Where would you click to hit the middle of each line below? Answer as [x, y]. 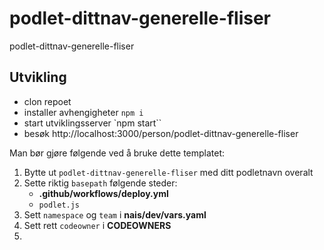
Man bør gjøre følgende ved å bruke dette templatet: [117, 153]
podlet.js [59, 205]
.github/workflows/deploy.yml [103, 193]
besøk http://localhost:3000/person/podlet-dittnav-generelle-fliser [161, 133]
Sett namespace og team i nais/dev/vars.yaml [115, 214]
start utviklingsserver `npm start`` [92, 123]
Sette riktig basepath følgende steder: [100, 183]
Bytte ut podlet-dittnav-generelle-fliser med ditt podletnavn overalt [168, 172]
